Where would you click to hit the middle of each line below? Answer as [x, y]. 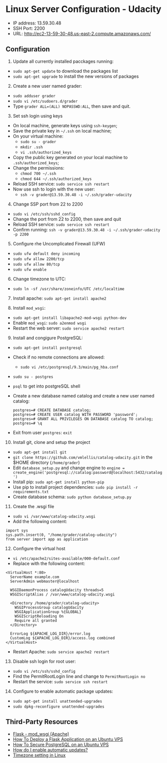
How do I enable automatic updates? [50, 750]
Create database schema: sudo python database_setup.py [72, 497]
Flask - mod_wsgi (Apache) [41, 734]
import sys [17, 530]
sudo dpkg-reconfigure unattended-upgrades [59, 707]
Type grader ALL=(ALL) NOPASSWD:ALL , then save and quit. [72, 106]
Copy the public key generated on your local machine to [70, 157]
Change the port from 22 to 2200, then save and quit [67, 219]
